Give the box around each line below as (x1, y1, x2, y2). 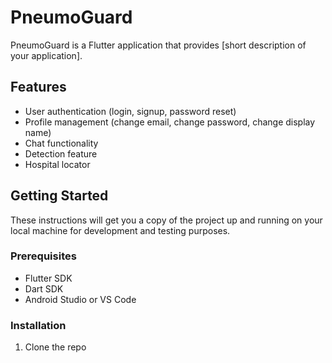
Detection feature (24, 147, 98, 160)
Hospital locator (24, 158, 91, 170)
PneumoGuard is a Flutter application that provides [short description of (10, 39, 307, 51)
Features (10, 79, 67, 96)
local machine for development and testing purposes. (10, 224, 231, 236)
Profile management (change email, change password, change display (24, 116, 316, 128)
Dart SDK (24, 282, 64, 295)
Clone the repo (24, 341, 87, 353)
